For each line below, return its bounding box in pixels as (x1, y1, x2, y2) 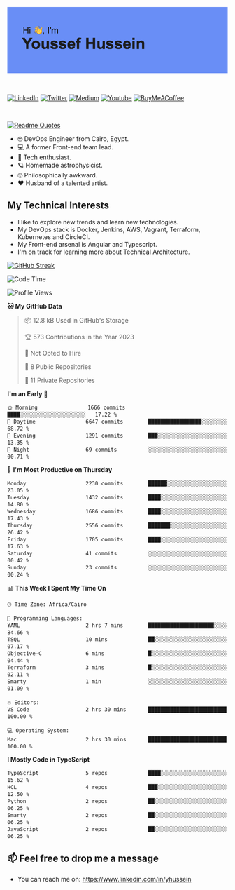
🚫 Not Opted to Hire (24, 349, 82, 357)
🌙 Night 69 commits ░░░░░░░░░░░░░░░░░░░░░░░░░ (7, 446, 227, 453)
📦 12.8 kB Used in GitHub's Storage (24, 316, 129, 324)
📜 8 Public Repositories (24, 363, 92, 371)
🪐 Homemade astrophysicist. (17, 161, 103, 170)
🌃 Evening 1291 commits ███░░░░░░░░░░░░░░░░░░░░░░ (7, 432, 227, 439)
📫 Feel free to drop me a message (7, 853, 159, 865)
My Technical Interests (7, 199, 110, 211)
